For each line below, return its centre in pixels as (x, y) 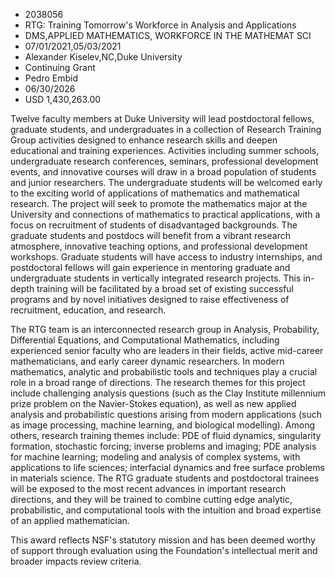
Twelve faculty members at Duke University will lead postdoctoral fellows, (162, 118)
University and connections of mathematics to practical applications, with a (165, 214)
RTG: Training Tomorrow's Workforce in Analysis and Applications (160, 25)
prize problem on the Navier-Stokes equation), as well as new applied (153, 403)
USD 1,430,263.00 (63, 99)
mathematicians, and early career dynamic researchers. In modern (147, 361)
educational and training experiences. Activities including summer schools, (165, 150)
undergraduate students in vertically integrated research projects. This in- (162, 278)
